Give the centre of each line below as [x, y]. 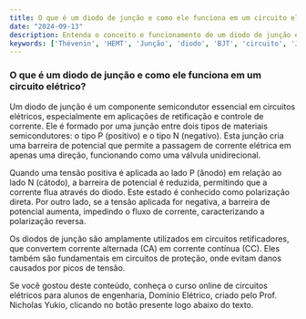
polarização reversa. [48, 221]
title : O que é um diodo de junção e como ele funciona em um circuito [148, 18]
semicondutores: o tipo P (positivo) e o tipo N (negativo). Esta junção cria [147, 135]
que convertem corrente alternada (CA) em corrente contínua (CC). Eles [145, 248]
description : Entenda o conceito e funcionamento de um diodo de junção [150, 35]
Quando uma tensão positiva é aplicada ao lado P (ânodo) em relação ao [146, 172]
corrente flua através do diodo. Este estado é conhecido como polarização [149, 191]
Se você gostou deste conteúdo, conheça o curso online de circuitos [139, 285]
